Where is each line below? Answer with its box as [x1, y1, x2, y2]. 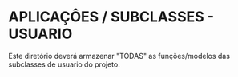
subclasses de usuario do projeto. [8, 60, 120, 69]
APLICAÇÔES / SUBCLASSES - [8, 8, 215, 26]
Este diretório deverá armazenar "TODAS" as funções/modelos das [8, 51, 231, 60]
